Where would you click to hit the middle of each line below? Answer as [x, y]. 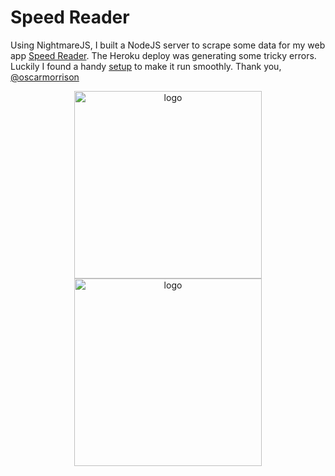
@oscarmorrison [45, 77]
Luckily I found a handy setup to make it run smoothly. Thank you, [146, 66]
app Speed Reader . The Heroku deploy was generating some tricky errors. [163, 55]
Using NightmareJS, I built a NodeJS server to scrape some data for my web [168, 45]
